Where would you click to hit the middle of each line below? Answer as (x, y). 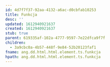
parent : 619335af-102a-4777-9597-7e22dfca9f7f (55, 38)
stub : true (17, 33)
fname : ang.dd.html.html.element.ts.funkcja (53, 52)
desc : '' (14, 19)
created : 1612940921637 (30, 29)
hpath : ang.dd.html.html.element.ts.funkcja (53, 57)
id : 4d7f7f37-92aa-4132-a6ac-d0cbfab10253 (51, 10)
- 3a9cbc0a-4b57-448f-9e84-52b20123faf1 (53, 47)
